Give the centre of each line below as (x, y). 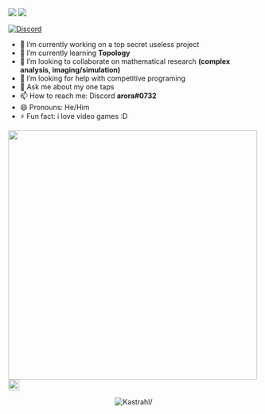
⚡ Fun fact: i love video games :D (74, 116)
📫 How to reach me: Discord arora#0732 (88, 96)
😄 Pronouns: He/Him (55, 107)
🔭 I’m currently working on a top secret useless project (109, 44)
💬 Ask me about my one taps (67, 87)
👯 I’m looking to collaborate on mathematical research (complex (125, 61)
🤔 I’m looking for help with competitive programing (102, 78)
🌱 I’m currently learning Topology (75, 53)
